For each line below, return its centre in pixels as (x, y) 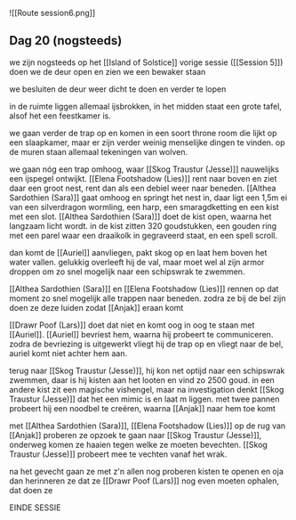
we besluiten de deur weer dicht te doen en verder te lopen (118, 89)
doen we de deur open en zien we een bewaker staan (108, 71)
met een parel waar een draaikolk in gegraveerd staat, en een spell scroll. (144, 235)
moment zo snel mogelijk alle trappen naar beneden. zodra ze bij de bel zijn (148, 298)
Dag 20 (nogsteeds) (66, 41)
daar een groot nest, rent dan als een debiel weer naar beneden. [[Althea (143, 188)
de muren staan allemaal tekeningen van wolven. (99, 151)
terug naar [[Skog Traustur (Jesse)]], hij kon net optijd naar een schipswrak (147, 370)
